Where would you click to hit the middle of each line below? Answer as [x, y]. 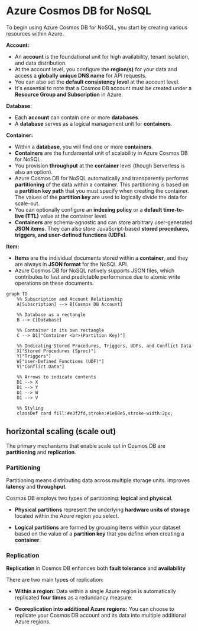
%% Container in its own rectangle [61, 330]
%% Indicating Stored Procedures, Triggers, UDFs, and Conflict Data [104, 346]
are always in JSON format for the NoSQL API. [71, 264]
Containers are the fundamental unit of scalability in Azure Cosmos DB [101, 153]
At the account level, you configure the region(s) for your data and [96, 69]
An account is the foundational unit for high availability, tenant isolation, [102, 56]
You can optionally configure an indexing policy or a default [88, 209]
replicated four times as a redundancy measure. [74, 598]
